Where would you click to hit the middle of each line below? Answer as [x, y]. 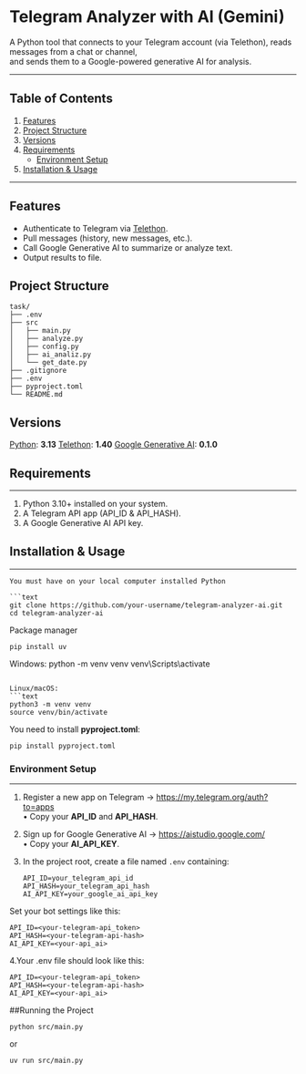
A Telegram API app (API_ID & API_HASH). [102, 513]
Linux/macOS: [34, 688]
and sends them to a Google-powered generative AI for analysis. [131, 61]
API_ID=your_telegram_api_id [78, 878]
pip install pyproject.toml [63, 746]
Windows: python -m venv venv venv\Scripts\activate [110, 664]
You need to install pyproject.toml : [75, 729]
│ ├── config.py [44, 347]
